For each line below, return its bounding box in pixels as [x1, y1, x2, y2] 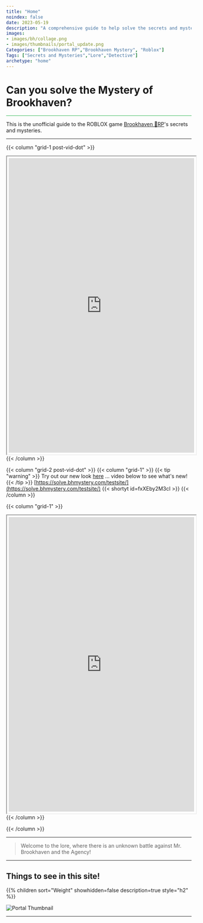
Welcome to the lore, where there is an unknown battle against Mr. [20, 842, 182, 849]
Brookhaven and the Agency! [20, 849, 91, 856]
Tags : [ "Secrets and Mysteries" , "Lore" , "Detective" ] [6, 52, 138, 58]
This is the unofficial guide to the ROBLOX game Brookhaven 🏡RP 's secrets [6, 121, 188, 128]
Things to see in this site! [6, 871, 100, 881]
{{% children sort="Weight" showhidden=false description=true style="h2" [6, 887, 188, 894]
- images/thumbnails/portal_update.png [6, 42, 104, 48]
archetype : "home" [6, 58, 51, 64]
